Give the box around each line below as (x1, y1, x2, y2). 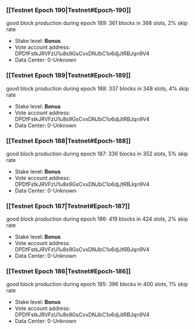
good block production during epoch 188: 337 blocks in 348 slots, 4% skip (6, 85, 189, 92)
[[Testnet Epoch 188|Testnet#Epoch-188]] (6, 136, 131, 145)
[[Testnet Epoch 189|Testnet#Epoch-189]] (6, 72, 131, 80)
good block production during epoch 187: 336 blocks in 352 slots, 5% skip (6, 150, 188, 157)
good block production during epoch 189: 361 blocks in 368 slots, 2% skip (6, 20, 188, 27)
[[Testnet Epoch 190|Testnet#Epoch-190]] (6, 6, 131, 14)
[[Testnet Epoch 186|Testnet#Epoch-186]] (6, 267, 131, 275)
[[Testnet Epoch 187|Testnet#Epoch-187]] (6, 201, 130, 210)
